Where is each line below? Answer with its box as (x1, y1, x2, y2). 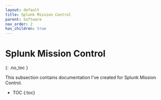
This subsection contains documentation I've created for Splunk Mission (5, 74, 156, 81)
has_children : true (5, 26, 47, 31)
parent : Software (5, 17, 42, 22)
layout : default (5, 7, 39, 13)
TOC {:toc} (12, 89, 35, 96)
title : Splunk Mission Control (5, 12, 71, 17)
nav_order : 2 (5, 21, 33, 27)
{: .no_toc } (5, 65, 28, 71)
